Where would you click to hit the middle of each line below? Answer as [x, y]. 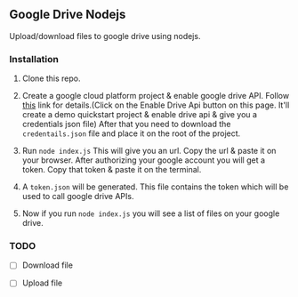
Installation [34, 59]
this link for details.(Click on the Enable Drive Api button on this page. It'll [156, 105]
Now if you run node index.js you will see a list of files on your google [151, 213]
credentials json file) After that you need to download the [126, 124]
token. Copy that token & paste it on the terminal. [112, 170]
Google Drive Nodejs [68, 15]
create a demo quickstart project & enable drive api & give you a [140, 115]
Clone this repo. [51, 78]
